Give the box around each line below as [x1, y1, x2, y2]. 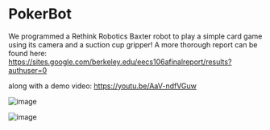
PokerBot [8, 5, 73, 23]
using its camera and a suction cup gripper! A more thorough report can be [8, 39, 258, 49]
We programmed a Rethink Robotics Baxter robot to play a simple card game [8, 31, 263, 41]
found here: [8, 48, 47, 58]
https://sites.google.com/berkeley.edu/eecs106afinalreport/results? [8, 57, 232, 67]
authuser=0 [8, 65, 48, 75]
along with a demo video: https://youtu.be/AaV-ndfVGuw [8, 81, 197, 91]
